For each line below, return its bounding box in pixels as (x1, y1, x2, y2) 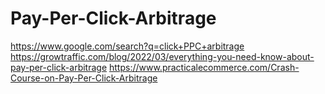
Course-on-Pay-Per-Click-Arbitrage (10, 72, 158, 84)
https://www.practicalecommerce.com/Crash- (109, 61, 300, 73)
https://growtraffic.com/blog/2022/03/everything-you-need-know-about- (10, 50, 315, 62)
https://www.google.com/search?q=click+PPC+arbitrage (10, 40, 245, 52)
